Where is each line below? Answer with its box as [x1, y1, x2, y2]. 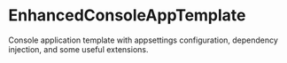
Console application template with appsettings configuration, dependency [8, 35, 278, 45]
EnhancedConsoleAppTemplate [8, 5, 246, 26]
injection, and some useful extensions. [8, 43, 149, 54]
